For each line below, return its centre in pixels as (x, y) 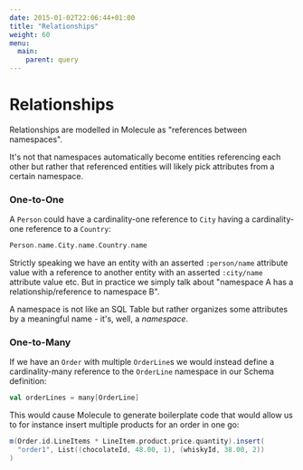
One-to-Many (40, 342)
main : (28, 52)
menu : (19, 43)
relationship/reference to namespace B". (85, 292)
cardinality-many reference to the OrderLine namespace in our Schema (142, 371)
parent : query (52, 60)
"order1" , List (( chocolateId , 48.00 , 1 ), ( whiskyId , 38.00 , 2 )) (141, 450)
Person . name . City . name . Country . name (78, 245)
